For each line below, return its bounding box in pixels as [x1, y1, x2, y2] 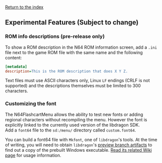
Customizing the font [5, 100, 57, 107]
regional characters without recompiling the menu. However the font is [5, 116, 147, 122]
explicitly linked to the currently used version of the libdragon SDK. [5, 122, 140, 128]
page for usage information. [5, 152, 61, 158]
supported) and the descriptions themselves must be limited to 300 [5, 83, 141, 89]
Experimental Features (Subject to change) [5, 18, 139, 27]
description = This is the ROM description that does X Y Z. [5, 69, 128, 74]
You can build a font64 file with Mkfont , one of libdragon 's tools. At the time [5, 136, 158, 142]
